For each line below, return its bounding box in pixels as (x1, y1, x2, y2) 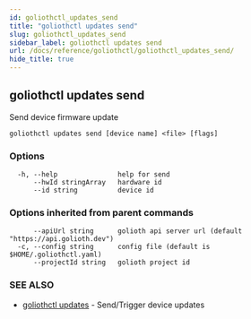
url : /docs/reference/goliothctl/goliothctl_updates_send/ (9, 47, 235, 56)
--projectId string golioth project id (32, 258, 191, 267)
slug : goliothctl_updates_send (9, 30, 126, 39)
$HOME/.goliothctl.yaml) (9, 250, 102, 260)
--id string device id (32, 185, 154, 195)
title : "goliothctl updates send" (9, 22, 139, 30)
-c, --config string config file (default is (17, 243, 211, 252)
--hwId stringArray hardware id (32, 178, 163, 187)
